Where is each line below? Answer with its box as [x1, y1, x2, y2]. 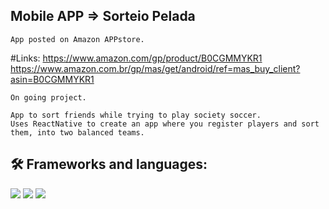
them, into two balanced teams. [10, 127, 145, 138]
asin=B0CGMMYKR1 [10, 73, 95, 85]
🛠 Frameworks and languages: [10, 156, 208, 173]
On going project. [10, 92, 87, 103]
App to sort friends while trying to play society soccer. [10, 110, 262, 120]
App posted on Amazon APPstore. [10, 34, 145, 44]
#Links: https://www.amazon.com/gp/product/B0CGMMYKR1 [10, 52, 263, 64]
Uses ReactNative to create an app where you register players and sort [10, 119, 320, 129]
